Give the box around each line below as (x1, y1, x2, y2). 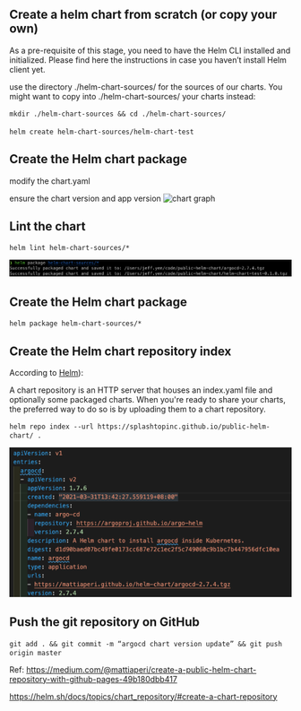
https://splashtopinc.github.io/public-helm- (97, 422, 271, 431)
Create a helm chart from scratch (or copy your (9, 7, 278, 22)
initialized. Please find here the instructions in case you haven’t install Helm (9, 54, 287, 65)
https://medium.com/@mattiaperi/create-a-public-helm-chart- (26, 663, 257, 675)
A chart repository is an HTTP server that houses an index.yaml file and (9, 385, 273, 395)
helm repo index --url (9, 422, 94, 431)
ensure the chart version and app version (9, 193, 161, 204)
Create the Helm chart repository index (9, 343, 232, 359)
